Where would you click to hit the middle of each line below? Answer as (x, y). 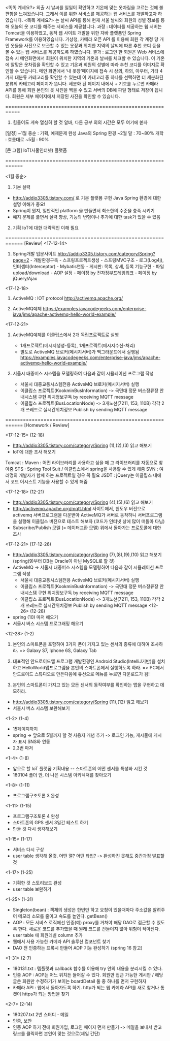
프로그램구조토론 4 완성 (36, 816)
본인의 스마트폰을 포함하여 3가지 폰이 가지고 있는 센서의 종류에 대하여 (81, 644)
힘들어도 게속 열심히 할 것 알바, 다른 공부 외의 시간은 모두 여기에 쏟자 (80, 122)
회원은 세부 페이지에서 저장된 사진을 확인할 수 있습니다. (66, 96)
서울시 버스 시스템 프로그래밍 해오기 (48, 623)
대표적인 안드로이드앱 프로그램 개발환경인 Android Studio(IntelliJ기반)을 (84, 661)
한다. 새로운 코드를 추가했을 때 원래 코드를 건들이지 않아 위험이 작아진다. (89, 929)
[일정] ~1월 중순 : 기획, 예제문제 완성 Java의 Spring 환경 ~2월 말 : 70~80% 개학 (84, 133)
